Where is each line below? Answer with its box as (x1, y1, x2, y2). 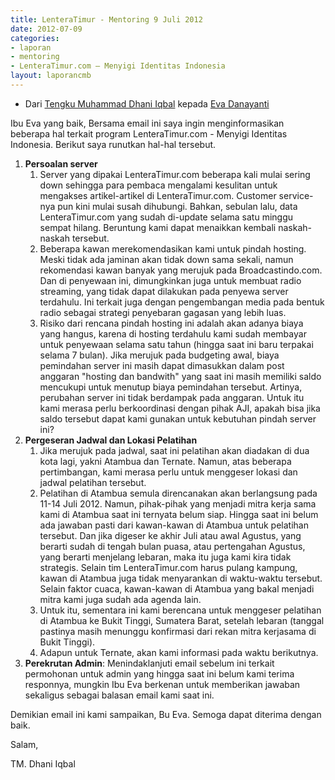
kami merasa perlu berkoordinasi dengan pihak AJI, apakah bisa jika (39, 402, 321, 414)
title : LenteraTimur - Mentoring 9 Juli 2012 (10, 14, 203, 25)
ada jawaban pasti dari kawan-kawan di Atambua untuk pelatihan (39, 519, 309, 531)
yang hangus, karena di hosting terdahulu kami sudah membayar (39, 327, 307, 340)
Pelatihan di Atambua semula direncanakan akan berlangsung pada (39, 487, 318, 499)
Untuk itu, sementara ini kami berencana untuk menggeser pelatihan (39, 604, 322, 616)
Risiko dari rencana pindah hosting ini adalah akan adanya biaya (39, 317, 304, 329)
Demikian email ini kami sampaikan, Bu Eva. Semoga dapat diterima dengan (10, 708, 322, 720)
